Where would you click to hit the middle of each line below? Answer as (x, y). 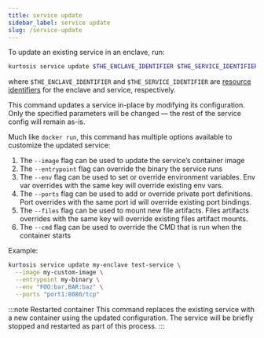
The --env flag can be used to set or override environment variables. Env (137, 177)
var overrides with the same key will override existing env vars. (121, 186)
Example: (23, 251)
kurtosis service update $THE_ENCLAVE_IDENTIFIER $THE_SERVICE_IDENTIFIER (133, 67)
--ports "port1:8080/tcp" (58, 294)
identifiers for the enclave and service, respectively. (92, 90)
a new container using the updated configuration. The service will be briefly (131, 318)
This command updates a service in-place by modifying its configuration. (127, 105)
